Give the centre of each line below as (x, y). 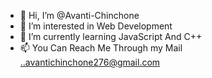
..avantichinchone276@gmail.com (90, 62)
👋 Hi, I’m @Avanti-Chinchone (79, 15)
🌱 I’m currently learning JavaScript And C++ (111, 36)
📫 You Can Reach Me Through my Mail (101, 48)
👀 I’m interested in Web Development (96, 26)
